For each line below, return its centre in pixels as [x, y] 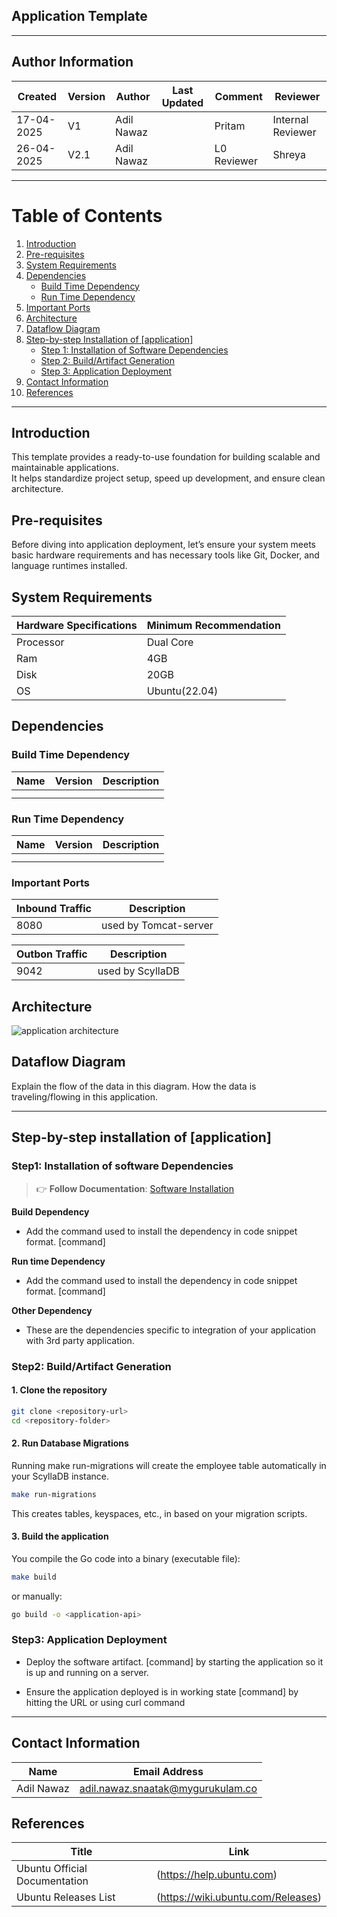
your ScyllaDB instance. [60, 1476]
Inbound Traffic [54, 909]
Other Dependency [52, 1310]
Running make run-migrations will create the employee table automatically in [169, 1465]
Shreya [289, 154]
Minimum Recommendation [213, 625]
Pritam [230, 126]
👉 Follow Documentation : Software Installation [134, 1188]
